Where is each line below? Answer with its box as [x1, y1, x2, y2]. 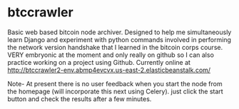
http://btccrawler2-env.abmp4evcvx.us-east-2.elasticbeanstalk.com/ [7, 66, 211, 74]
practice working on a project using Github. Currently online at [7, 58, 191, 66]
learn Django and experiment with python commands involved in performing [7, 35, 232, 43]
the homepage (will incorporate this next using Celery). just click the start [7, 87, 223, 95]
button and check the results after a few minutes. [7, 94, 152, 103]
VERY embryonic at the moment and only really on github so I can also [7, 51, 214, 59]
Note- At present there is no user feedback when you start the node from [7, 79, 223, 88]
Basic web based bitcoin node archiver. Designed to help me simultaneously [7, 28, 232, 36]
